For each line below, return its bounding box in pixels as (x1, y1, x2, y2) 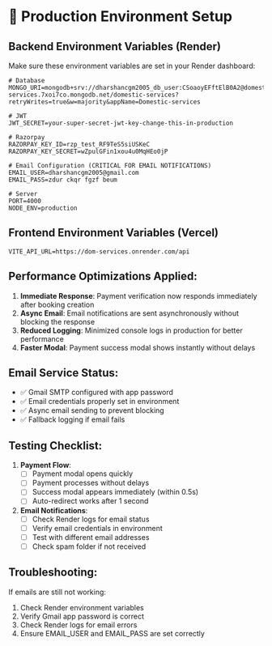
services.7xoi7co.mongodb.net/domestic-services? (8, 91, 180, 99)
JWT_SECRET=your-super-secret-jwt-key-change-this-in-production (8, 119, 233, 127)
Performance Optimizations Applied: (8, 270, 198, 283)
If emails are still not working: (8, 587, 107, 597)
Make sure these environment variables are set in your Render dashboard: (8, 61, 256, 70)
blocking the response (19, 317, 96, 326)
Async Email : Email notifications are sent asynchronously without (19, 308, 240, 318)
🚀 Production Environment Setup (8, 7, 233, 26)
